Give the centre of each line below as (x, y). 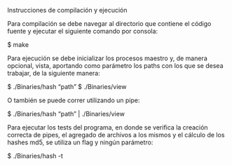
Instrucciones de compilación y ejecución (67, 10)
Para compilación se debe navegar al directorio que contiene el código (109, 23)
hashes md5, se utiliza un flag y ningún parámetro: (80, 142)
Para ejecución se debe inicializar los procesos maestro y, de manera (108, 58)
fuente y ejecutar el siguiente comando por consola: (83, 31)
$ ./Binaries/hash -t (35, 156)
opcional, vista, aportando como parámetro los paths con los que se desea (115, 65)
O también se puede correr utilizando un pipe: (74, 100)
